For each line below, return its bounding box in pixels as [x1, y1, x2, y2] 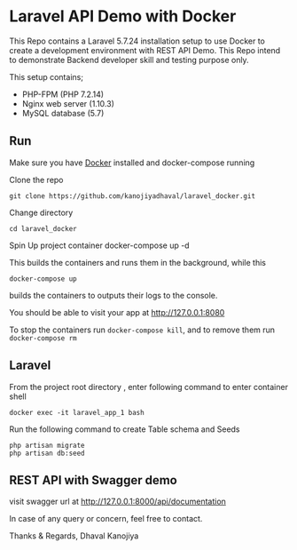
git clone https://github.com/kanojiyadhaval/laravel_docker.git [9, 191, 255, 201]
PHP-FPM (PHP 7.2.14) [21, 89, 105, 100]
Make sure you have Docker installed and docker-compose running [9, 157, 255, 168]
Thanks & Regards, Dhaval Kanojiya [9, 530, 139, 541]
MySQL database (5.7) [21, 108, 105, 118]
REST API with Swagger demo [9, 473, 177, 488]
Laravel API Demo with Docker [9, 6, 237, 27]
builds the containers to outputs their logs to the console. [9, 290, 218, 300]
